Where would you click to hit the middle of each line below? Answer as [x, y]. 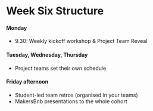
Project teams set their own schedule [60, 68]
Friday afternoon [27, 82]
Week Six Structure [55, 11]
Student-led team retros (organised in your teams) [76, 95]
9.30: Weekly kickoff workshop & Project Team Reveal [81, 41]
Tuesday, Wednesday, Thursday [47, 54]
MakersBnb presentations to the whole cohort [71, 101]
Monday [17, 27]
